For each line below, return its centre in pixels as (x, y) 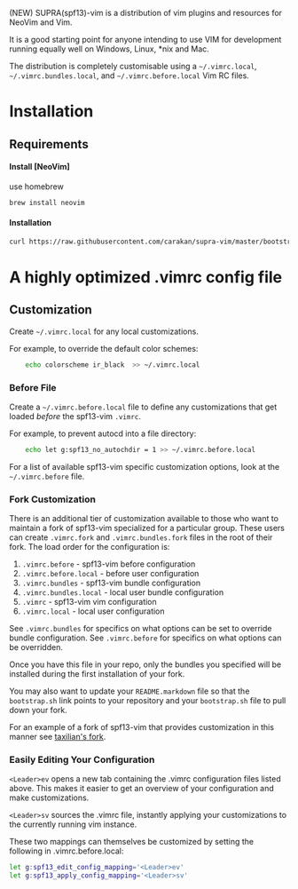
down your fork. (39, 710)
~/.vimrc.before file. (47, 476)
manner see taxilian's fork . (58, 737)
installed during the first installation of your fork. (97, 674)
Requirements (49, 144)
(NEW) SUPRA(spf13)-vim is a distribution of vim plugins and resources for (145, 13)
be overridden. (36, 647)
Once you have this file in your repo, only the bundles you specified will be (145, 664)
